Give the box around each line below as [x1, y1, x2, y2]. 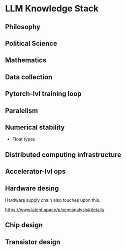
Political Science [5, 39, 58, 47]
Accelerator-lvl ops [5, 167, 66, 176]
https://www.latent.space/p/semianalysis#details [5, 207, 104, 213]
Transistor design [5, 238, 61, 246]
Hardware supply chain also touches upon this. [5, 197, 101, 203]
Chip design [5, 221, 43, 229]
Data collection [5, 72, 53, 81]
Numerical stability [5, 123, 65, 131]
